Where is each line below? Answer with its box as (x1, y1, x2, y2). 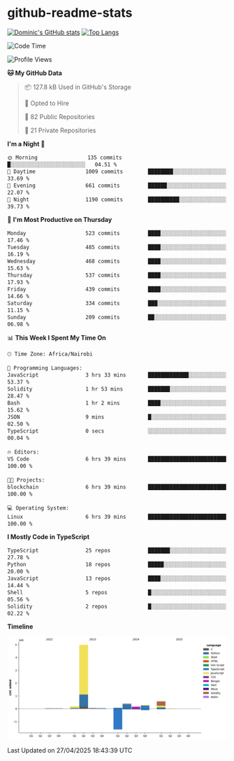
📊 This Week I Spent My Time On (7, 333, 106, 342)
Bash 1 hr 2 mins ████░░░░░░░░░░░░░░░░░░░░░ (7, 399, 227, 407)
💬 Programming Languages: (7, 364, 82, 372)
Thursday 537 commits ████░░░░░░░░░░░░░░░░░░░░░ (7, 272, 227, 279)
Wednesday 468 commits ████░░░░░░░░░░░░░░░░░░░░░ (7, 258, 227, 265)
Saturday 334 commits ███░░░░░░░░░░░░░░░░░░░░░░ (7, 300, 227, 307)
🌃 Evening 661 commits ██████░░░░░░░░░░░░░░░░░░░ (7, 182, 227, 189)
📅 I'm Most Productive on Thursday (7, 215, 112, 223)
